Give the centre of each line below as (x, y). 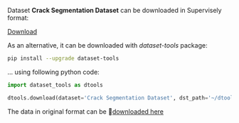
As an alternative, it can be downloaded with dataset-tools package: (107, 45)
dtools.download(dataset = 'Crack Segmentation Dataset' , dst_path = (108, 98)
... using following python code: (53, 72)
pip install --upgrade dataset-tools (63, 58)
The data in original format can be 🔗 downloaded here (86, 111)
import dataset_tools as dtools (55, 85)
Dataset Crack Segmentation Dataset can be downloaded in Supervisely (115, 10)
